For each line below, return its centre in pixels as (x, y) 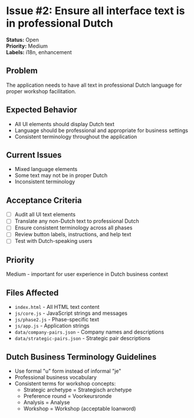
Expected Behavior (42, 110)
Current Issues (34, 155)
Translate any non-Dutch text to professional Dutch (77, 221)
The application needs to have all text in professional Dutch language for (94, 85)
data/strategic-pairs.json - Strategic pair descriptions (82, 338)
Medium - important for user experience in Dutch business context (87, 274)
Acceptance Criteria (44, 200)
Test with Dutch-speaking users (53, 241)
